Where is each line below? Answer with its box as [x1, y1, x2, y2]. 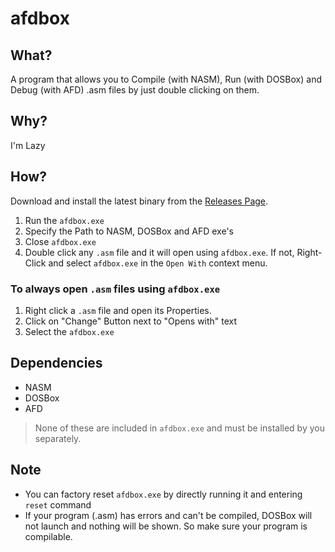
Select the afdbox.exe [24, 325, 115, 337]
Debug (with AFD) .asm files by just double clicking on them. [10, 84, 260, 96]
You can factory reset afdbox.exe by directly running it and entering [24, 488, 303, 500]
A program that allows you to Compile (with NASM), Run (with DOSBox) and [10, 73, 322, 85]
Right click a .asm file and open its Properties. [24, 304, 212, 316]
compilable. [24, 530, 73, 542]
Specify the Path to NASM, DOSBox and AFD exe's [24, 225, 234, 237]
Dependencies [10, 355, 103, 372]
